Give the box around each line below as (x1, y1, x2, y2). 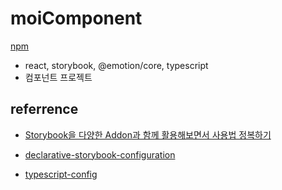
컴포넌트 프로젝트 (24, 71, 93, 83)
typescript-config (24, 168, 98, 180)
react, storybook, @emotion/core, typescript (24, 59, 209, 71)
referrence (10, 101, 79, 118)
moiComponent (10, 7, 143, 30)
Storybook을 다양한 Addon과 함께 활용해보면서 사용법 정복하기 (24, 128, 272, 141)
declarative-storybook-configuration (24, 148, 176, 161)
